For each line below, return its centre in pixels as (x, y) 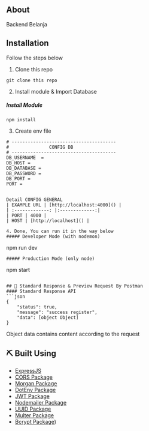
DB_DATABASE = (24, 168)
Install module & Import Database (56, 91)
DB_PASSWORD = (24, 173)
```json (16, 297)
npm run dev (22, 247)
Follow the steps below (34, 58)
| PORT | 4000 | (26, 216)
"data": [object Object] (48, 318)
